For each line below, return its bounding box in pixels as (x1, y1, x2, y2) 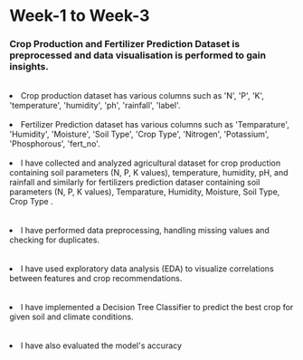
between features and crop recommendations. (9, 273, 183, 284)
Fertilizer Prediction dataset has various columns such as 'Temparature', (21, 119, 289, 130)
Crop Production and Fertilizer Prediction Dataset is (9, 38, 241, 51)
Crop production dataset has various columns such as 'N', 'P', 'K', (21, 90, 265, 101)
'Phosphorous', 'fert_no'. (9, 138, 101, 149)
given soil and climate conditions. (9, 311, 134, 322)
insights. (9, 61, 50, 73)
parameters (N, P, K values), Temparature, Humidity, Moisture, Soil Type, (9, 186, 280, 197)
